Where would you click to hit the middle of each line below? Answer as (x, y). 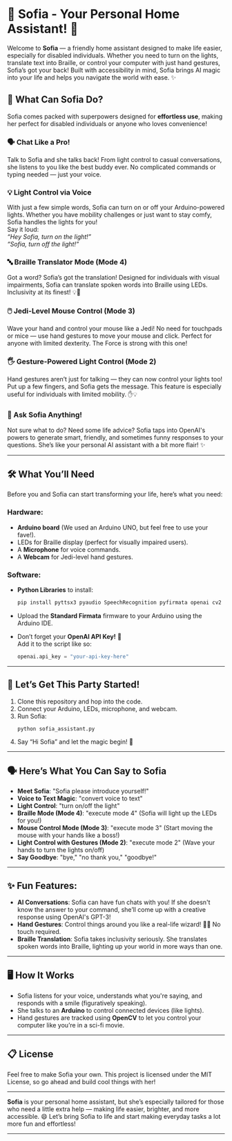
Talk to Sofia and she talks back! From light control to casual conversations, (115, 160)
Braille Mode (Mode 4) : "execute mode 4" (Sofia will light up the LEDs (117, 814)
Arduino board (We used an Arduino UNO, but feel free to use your (113, 527)
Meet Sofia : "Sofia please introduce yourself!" (83, 791)
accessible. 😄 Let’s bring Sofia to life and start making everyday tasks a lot (114, 1116)
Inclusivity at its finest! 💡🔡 (44, 292)
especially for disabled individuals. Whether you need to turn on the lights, (113, 55)
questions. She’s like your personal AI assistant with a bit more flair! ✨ (106, 444)
